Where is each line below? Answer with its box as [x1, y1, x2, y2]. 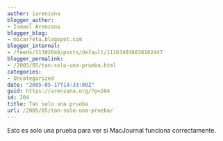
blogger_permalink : [7, 56, 64, 63]
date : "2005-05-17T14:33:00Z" [7, 81, 95, 88]
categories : [7, 68, 42, 75]
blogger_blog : [7, 29, 49, 37]
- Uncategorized [7, 74, 54, 82]
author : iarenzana [7, 10, 60, 17]
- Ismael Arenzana [7, 23, 60, 30]
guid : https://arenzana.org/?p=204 [7, 88, 110, 94]
